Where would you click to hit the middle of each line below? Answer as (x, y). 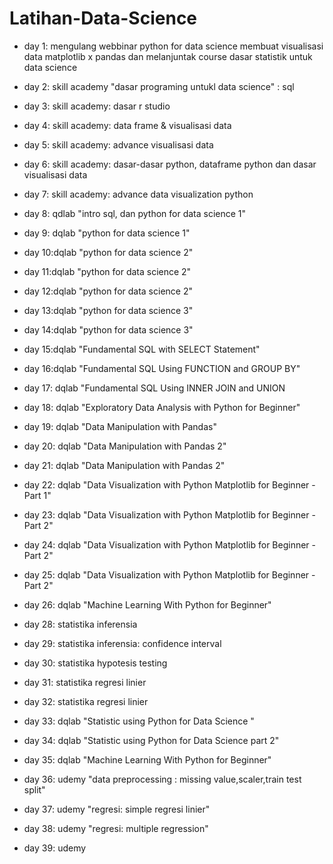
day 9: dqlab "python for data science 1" (107, 233)
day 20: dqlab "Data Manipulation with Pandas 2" (125, 446)
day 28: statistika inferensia (80, 624)
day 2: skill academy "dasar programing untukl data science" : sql (159, 86)
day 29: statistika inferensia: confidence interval (122, 643)
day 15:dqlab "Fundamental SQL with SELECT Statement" (142, 349)
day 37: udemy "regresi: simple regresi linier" (117, 809)
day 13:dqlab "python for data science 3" (108, 310)
